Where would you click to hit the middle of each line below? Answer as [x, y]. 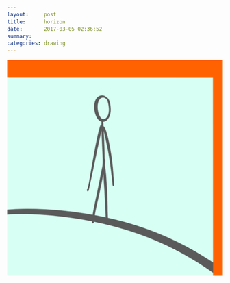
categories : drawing [37, 44]
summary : [20, 36]
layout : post [32, 14]
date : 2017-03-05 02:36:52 [55, 29]
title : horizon [37, 22]
